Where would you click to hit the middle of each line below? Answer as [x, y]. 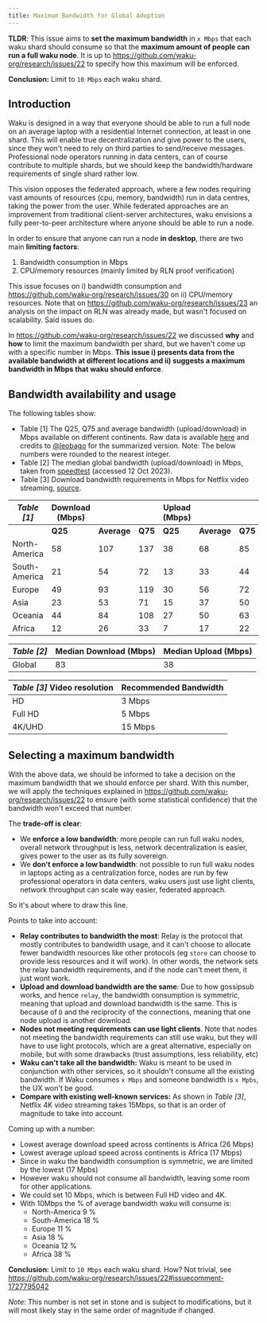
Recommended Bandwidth [172, 687]
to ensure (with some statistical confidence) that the [172, 800]
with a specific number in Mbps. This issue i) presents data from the [122, 352]
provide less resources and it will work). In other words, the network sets [139, 961]
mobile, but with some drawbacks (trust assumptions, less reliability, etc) [139, 1054]
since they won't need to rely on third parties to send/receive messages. [127, 149]
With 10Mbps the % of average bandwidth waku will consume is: [126, 1204]
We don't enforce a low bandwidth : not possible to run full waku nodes [137, 865]
